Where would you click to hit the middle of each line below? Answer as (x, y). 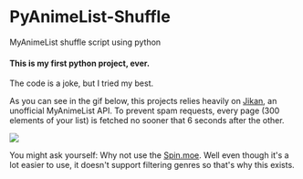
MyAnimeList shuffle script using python (85, 42)
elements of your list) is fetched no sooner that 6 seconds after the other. (147, 121)
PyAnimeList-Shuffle (90, 17)
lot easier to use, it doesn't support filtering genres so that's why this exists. (152, 165)
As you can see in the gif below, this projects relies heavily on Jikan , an (143, 101)
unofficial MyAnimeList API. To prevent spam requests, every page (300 (145, 111)
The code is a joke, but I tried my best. (81, 83)
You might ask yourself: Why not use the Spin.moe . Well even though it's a (149, 155)
